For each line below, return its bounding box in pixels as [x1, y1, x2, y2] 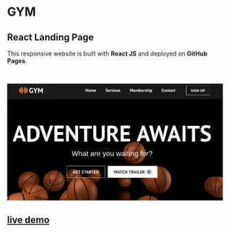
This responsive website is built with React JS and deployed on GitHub [7, 49, 207, 57]
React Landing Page [7, 31, 94, 43]
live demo [7, 214, 50, 226]
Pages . [7, 57, 27, 65]
